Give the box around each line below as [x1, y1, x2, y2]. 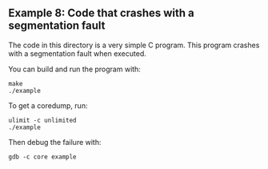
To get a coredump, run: [8, 100, 88, 111]
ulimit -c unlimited [8, 116, 78, 124]
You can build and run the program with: [8, 64, 142, 74]
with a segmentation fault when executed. [8, 48, 146, 58]
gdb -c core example [8, 152, 78, 161]
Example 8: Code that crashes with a [8, 6, 194, 20]
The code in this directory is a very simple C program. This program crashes [8, 40, 260, 50]
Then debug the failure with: [8, 137, 102, 147]
